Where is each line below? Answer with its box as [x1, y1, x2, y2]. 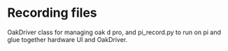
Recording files [7, 5, 97, 21]
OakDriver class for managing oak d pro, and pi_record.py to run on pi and [7, 28, 222, 36]
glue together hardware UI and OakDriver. [7, 35, 128, 43]
